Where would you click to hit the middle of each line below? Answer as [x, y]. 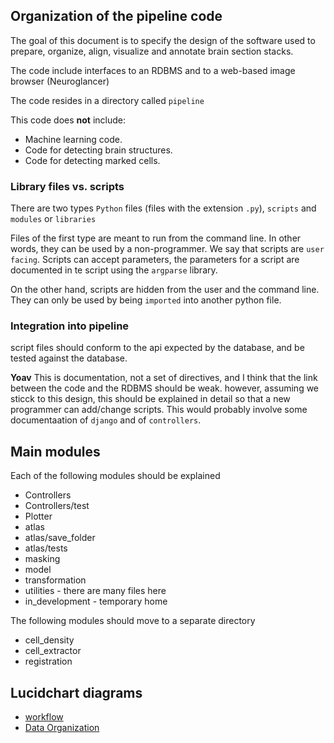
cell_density [49, 640]
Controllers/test [57, 506]
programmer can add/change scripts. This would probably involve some [159, 410]
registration [48, 661]
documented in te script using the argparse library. [114, 270]
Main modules [55, 451]
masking [42, 559]
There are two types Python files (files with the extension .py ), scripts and [163, 208]
